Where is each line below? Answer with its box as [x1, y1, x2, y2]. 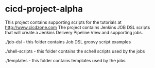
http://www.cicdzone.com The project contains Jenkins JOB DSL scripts [5, 24, 150, 30]
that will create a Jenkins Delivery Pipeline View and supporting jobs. [5, 29, 143, 35]
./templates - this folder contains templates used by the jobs [5, 57, 126, 63]
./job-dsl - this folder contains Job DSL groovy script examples [5, 39, 131, 44]
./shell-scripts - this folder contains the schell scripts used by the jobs [5, 48, 145, 54]
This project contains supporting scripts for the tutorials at [5, 19, 122, 25]
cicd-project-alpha [5, 3, 83, 14]
